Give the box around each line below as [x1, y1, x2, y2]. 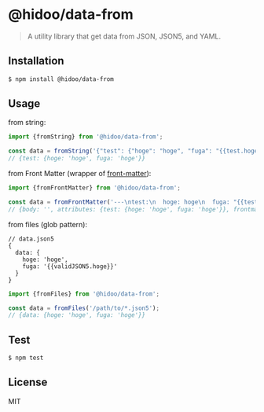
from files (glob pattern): [8, 219, 88, 229]
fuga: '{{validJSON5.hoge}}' [22, 262, 118, 270]
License [8, 376, 48, 389]
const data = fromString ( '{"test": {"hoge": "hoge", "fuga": [8, 147, 213, 155]
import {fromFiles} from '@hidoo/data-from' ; [8, 289, 159, 298]
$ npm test [8, 354, 44, 362]
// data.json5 [8, 234, 55, 243]
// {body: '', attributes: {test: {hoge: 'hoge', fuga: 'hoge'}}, [8, 205, 230, 213]
